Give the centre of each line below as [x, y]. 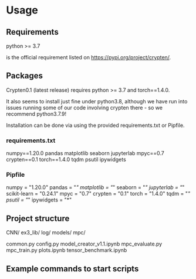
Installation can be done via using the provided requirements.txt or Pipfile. [95, 125]
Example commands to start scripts [72, 269]
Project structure [38, 218]
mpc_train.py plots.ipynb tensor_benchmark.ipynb [67, 250]
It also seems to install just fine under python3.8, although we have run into [97, 101]
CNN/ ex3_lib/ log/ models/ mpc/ [46, 233]
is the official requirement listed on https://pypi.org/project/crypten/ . [89, 57]
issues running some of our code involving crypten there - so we [85, 107]
